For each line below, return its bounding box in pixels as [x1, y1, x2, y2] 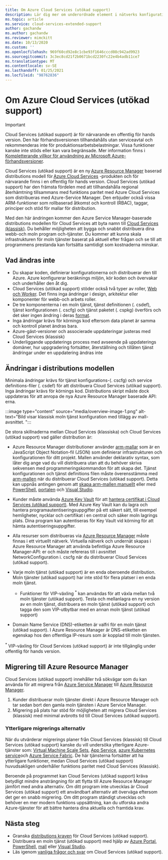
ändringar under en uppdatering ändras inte [12, 350, 103, 356]
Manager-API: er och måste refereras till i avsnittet [12, 549, 116, 555]
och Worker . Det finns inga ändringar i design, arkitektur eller [12, 291, 138, 297]
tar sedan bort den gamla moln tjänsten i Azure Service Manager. [12, 702, 147, 708]
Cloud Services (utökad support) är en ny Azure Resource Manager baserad [5, 168, 162, 174]
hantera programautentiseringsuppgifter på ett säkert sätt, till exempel [12, 507, 157, 513]
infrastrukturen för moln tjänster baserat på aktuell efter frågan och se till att [5, 236, 162, 242]
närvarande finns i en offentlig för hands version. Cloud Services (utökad [5, 178, 155, 184]
